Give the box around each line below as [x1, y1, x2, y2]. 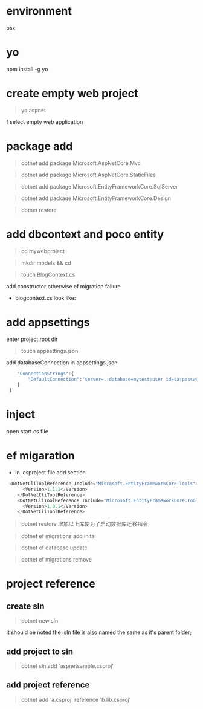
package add [6, 140, 73, 153]
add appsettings [6, 316, 90, 329]
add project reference [6, 680, 90, 690]
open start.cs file [6, 428, 48, 435]
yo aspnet [21, 106, 47, 114]
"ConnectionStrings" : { [17, 371, 74, 377]
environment [6, 4, 72, 18]
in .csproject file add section [14, 469, 86, 476]
